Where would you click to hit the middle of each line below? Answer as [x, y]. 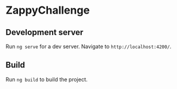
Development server [45, 32]
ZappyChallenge [48, 10]
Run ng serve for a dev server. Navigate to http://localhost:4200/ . [89, 46]
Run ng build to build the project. [47, 79]
